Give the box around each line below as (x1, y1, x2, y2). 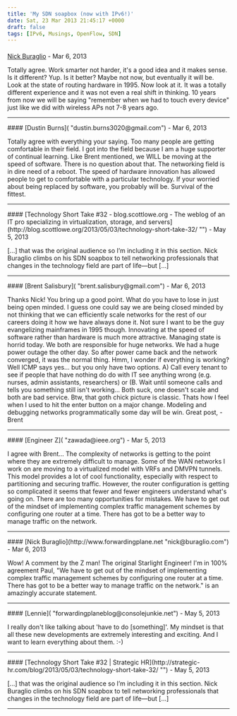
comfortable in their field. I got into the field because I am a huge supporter (7, 144, 226, 153)
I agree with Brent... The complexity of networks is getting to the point (7, 450, 211, 458)
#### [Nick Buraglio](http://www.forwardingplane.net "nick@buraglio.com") (7, 537, 229, 546)
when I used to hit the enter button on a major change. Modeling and (7, 400, 207, 409)
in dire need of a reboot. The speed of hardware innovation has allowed (7, 167, 215, 175)
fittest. (7, 189, 26, 198)
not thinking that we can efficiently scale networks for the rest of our (7, 310, 207, 319)
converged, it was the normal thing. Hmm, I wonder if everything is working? (7, 355, 229, 364)
